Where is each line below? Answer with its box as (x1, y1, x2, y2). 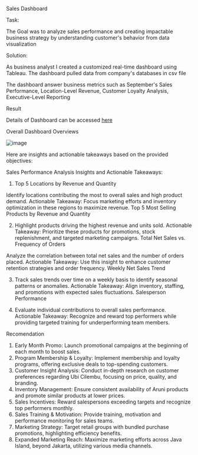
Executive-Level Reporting (6, 94, 71, 100)
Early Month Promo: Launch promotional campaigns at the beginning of (14, 342, 189, 349)
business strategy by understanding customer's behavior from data (6, 34, 170, 41)
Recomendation (6, 330, 45, 337)
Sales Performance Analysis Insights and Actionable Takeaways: (6, 168, 163, 175)
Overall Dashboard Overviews (6, 128, 79, 135)
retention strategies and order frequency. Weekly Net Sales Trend (6, 265, 166, 271)
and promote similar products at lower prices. (14, 392, 126, 399)
